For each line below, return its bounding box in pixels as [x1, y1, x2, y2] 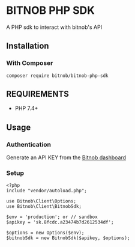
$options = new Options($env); [6, 230, 85, 236]
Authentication [6, 140, 51, 148]
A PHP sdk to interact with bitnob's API [6, 23, 103, 31]
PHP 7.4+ [14, 105, 38, 112]
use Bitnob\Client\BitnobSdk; [6, 204, 82, 210]
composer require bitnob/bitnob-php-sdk [6, 73, 109, 79]
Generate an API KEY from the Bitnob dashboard [6, 154, 127, 161]
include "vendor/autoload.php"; [6, 188, 87, 194]
